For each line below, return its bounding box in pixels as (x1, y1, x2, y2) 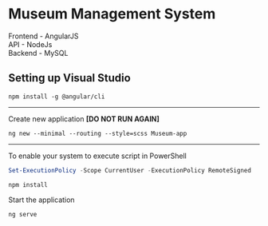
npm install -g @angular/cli (8, 93, 105, 101)
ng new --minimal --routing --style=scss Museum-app (8, 129, 187, 137)
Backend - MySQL (8, 48, 69, 57)
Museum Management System (8, 5, 216, 23)
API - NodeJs (8, 39, 53, 49)
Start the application (8, 195, 75, 204)
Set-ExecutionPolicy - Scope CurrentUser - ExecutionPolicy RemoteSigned (8, 166, 251, 174)
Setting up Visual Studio (8, 71, 132, 85)
